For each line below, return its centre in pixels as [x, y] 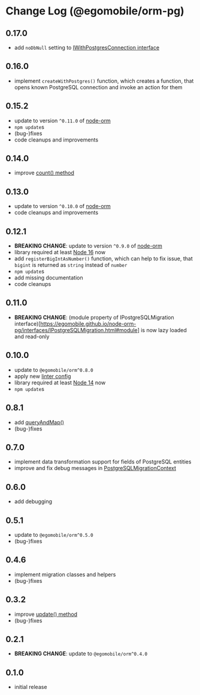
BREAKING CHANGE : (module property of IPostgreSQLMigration [94, 317]
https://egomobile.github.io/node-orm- [88, 324]
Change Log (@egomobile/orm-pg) [95, 11]
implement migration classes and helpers [65, 574]
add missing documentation [49, 278]
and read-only [32, 336]
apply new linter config [43, 376]
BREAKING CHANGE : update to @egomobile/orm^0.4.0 [81, 654]
